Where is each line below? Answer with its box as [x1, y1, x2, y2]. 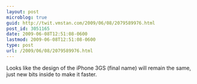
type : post [6, 43, 34, 49]
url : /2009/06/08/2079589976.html [6, 48, 94, 54]
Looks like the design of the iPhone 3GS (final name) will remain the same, [6, 64, 192, 71]
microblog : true [6, 14, 47, 20]
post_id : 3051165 [6, 25, 50, 32]
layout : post [6, 8, 39, 15]
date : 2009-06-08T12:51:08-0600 [6, 31, 88, 37]
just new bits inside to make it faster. [6, 70, 97, 78]
